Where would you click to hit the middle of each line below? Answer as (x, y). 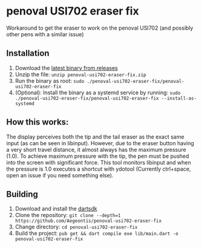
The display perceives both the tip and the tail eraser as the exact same (95, 137)
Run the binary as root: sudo (50, 80)
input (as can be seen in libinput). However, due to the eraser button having (100, 143)
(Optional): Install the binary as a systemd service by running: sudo (98, 93)
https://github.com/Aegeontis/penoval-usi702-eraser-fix (88, 221)
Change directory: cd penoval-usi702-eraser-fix (76, 227)
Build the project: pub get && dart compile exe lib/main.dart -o (96, 233)
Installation (28, 54)
